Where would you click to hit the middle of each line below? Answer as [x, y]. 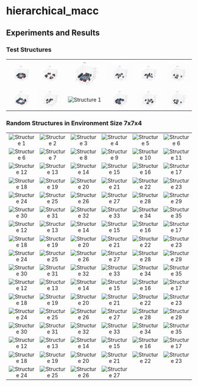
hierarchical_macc [52, 11]
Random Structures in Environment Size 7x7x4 [74, 123]
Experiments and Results [53, 33]
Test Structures [29, 50]
